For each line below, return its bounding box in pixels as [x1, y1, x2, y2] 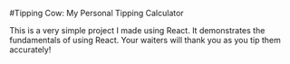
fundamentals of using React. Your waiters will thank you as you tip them [9, 35, 281, 45]
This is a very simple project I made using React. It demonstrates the [9, 25, 266, 35]
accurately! [9, 44, 52, 55]
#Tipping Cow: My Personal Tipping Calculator [9, 8, 184, 18]
